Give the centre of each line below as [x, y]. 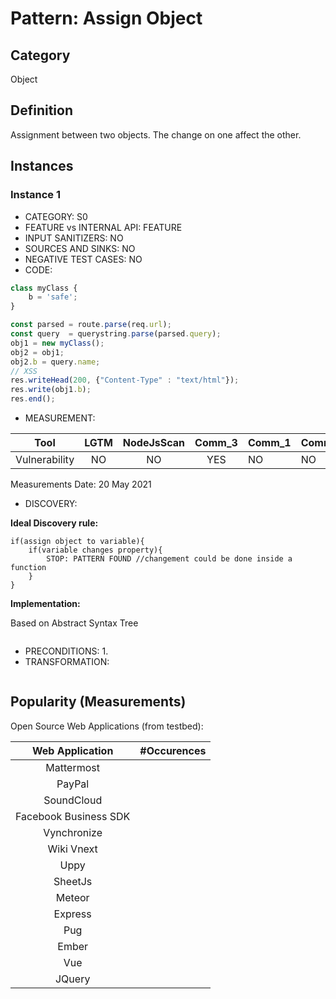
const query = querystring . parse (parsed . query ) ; [116, 334]
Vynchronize [73, 832]
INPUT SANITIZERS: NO [74, 238]
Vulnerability [45, 459]
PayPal [73, 784]
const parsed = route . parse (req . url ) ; [91, 325]
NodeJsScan [154, 442]
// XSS [24, 371]
